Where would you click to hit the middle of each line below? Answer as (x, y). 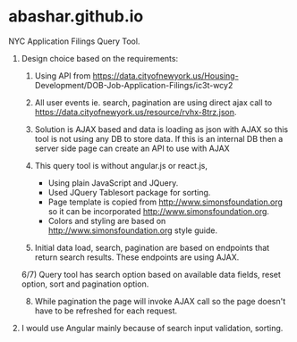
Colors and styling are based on (107, 221)
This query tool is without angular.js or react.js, (121, 165)
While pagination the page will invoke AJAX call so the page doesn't (160, 301)
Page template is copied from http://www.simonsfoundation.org (165, 202)
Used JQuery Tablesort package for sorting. (129, 192)
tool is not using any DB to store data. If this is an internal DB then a (159, 138)
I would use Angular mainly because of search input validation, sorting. (152, 328)
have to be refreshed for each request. (106, 311)
